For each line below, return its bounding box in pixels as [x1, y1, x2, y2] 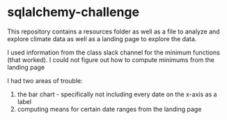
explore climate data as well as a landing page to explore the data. [7, 34, 197, 43]
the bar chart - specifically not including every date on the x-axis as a [17, 90, 217, 98]
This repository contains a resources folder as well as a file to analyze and [7, 27, 221, 36]
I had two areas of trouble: [7, 76, 84, 84]
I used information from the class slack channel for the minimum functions [7, 48, 221, 57]
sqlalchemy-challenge [7, 4, 140, 20]
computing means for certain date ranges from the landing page [17, 105, 202, 113]
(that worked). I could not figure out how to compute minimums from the [7, 55, 214, 63]
